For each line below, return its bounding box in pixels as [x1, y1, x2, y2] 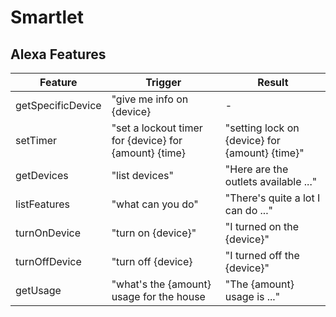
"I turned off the [224, 249, 300, 262]
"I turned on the [224, 220, 300, 233]
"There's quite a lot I [224, 191, 321, 205]
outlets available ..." [224, 175, 318, 188]
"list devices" [111, 169, 174, 182]
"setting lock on [224, 121, 300, 135]
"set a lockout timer [111, 121, 203, 135]
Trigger [145, 76, 182, 89]
